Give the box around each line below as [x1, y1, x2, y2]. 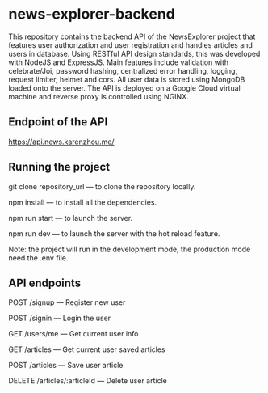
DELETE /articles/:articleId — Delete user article [8, 376, 167, 386]
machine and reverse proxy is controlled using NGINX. [8, 91, 189, 101]
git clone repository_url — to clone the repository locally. [8, 181, 196, 191]
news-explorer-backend [8, 5, 175, 23]
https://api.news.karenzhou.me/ [8, 137, 115, 146]
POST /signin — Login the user [8, 313, 111, 323]
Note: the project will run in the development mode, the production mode [8, 244, 251, 254]
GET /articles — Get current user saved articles [8, 344, 165, 354]
